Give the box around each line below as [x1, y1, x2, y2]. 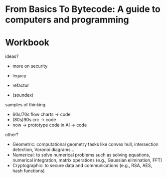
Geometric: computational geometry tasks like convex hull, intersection [12, 141, 159, 148]
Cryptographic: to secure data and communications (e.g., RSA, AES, [12, 163, 153, 169]
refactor [12, 82, 29, 88]
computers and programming [5, 14, 129, 25]
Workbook [5, 37, 50, 48]
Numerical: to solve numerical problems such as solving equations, [12, 152, 151, 158]
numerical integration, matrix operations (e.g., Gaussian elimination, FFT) [12, 157, 163, 163]
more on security [12, 63, 48, 69]
